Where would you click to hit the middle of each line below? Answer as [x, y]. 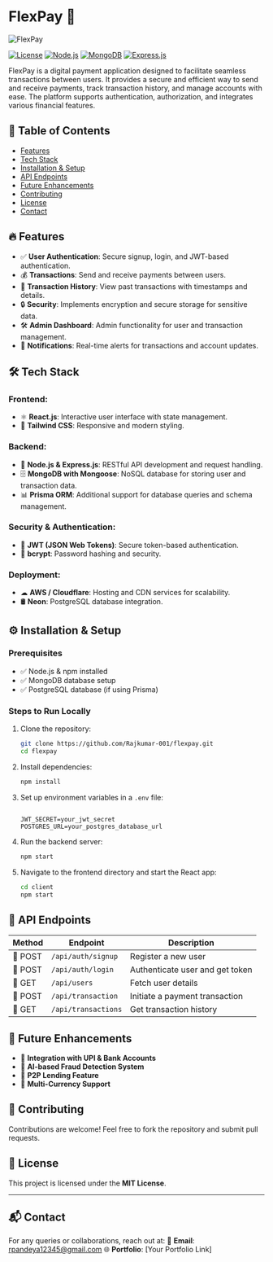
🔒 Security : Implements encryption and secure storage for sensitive [134, 304]
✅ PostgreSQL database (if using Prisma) [89, 689]
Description [191, 943]
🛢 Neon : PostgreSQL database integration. [91, 602]
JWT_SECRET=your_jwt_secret [67, 819]
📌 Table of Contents [59, 131]
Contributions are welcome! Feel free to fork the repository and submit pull [133, 1129]
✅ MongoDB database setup [68, 680]
